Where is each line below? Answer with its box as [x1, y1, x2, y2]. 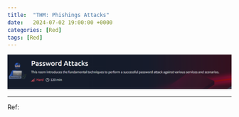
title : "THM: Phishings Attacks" [7, 11, 110, 18]
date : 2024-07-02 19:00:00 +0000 [7, 18, 113, 26]
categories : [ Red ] [7, 26, 62, 33]
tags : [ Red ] [7, 34, 43, 41]
